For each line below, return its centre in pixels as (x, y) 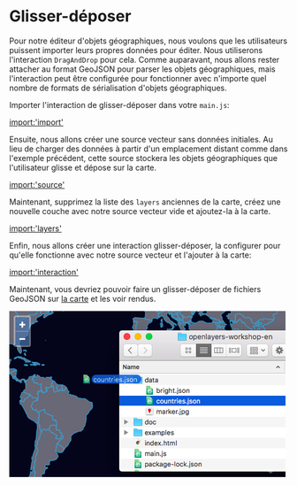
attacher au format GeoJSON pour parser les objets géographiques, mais (142, 69)
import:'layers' (35, 228)
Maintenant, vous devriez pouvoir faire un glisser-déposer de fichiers (135, 289)
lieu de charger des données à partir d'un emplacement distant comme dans (148, 149)
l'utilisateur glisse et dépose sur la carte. (83, 167)
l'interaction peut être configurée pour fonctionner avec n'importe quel (138, 78)
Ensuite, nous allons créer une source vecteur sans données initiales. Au (141, 139)
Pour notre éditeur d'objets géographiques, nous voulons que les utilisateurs (148, 41)
